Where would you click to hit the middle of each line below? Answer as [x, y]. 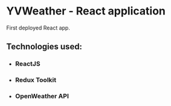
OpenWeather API [42, 96]
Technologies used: [44, 47]
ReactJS [27, 64]
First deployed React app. [38, 28]
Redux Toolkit [36, 80]
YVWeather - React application [86, 11]
